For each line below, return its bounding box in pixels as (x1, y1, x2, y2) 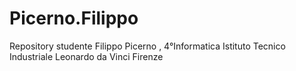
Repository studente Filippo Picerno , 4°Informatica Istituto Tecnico (9, 40, 286, 52)
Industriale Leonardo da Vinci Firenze (9, 50, 164, 62)
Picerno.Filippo (9, 7, 139, 30)
